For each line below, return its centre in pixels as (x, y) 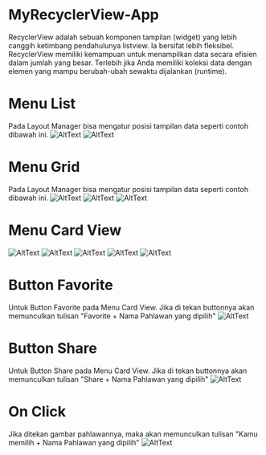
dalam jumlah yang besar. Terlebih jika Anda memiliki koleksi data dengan (130, 63)
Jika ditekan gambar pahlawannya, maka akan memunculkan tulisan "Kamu (133, 434)
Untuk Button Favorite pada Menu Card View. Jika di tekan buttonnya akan (131, 307)
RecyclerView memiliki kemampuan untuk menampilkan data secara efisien (133, 54)
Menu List (42, 104)
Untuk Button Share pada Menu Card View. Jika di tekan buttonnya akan (128, 371)
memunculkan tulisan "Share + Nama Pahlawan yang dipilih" (108, 379)
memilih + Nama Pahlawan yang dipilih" (74, 442)
